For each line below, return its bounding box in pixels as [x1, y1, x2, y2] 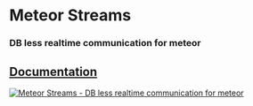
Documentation [9, 64, 98, 79]
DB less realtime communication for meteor [9, 37, 201, 49]
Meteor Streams [9, 5, 132, 26]
